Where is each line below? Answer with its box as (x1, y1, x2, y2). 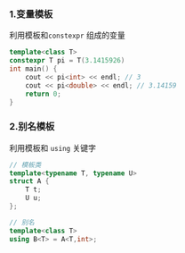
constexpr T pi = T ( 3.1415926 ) (9, 56, 125, 65)
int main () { (9, 64, 58, 73)
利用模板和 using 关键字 (9, 142, 96, 153)
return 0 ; (25, 89, 62, 98)
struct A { (9, 177, 50, 186)
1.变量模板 (9, 7, 53, 20)
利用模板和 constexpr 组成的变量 (9, 30, 126, 41)
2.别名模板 (9, 121, 55, 133)
